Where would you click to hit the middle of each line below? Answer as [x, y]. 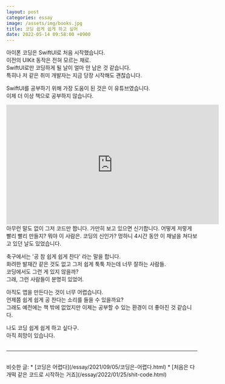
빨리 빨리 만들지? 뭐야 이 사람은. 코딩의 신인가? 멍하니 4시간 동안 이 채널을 [94, 236]
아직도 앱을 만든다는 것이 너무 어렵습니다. [55, 292]
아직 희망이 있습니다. [31, 335]
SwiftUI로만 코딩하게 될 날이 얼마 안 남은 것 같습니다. [69, 68]
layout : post [23, 12]
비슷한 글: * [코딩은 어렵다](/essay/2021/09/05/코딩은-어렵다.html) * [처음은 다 [101, 367]
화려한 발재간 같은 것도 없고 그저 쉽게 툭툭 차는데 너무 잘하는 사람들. [86, 264]
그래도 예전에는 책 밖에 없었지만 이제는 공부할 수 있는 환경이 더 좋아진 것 [91, 307]
